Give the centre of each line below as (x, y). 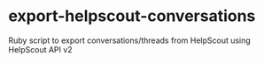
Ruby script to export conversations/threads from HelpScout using (130, 40)
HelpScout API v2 (40, 49)
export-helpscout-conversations (132, 16)
